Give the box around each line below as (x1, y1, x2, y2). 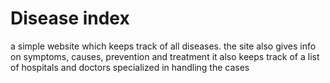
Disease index (10, 7, 130, 30)
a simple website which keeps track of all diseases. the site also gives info (10, 40, 317, 52)
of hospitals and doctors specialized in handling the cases (10, 61, 250, 73)
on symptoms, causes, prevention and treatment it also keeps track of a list (10, 50, 320, 62)
